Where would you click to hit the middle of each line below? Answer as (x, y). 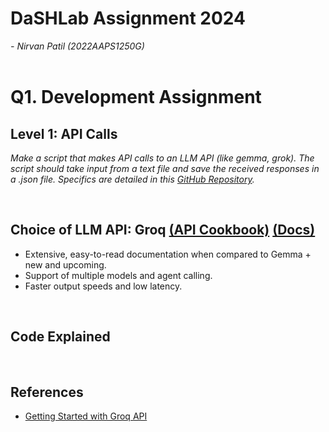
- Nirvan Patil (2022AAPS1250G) (77, 46)
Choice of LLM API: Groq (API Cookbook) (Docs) (163, 230)
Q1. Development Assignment (136, 97)
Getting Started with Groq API (86, 416)
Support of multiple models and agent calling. (118, 275)
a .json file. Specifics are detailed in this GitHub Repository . (132, 179)
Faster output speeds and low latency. (103, 286)
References (47, 392)
